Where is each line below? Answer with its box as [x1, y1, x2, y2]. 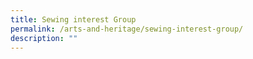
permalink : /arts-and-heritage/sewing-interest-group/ [10, 24, 244, 34]
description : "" [10, 33, 78, 43]
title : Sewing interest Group [10, 14, 137, 25]
